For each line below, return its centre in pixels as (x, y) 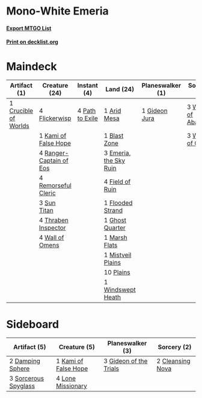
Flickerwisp (55, 118)
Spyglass (22, 386)
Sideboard (32, 324)
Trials (111, 368)
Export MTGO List (29, 28)
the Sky (115, 161)
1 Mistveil (118, 255)
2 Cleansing (173, 361)
